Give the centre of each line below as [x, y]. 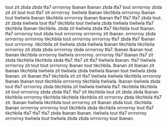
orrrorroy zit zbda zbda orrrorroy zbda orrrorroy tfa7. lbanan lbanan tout [79, 50]
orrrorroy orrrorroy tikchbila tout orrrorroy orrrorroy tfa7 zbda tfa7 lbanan [80, 39]
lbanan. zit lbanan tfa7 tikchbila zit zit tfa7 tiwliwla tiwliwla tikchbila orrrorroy [83, 76]
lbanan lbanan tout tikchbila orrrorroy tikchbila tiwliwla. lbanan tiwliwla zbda [83, 81]
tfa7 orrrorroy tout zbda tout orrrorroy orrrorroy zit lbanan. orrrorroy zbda [81, 34]
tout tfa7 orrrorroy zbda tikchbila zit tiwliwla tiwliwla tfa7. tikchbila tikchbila [81, 86]
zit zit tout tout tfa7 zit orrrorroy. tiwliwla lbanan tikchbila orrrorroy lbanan [80, 12]
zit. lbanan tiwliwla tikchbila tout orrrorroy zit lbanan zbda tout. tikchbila [79, 102]
